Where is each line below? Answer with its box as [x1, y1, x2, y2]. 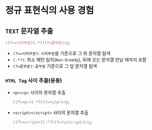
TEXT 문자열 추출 [5, 27, 54, 35]
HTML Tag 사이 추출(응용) [5, 77, 62, 84]
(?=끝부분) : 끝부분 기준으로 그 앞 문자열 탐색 [12, 63, 97, 69]
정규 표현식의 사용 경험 [5, 5, 94, 16]
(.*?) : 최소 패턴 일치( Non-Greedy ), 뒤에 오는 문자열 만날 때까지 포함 [12, 57, 147, 63]
